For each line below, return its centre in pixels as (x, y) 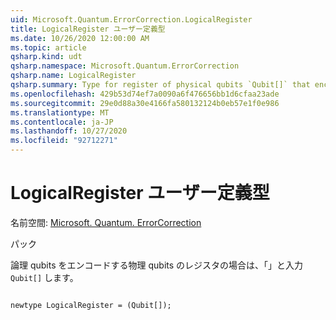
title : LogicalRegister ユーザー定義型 (88, 29)
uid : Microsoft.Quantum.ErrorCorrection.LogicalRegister (131, 19)
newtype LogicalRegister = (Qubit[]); (91, 305)
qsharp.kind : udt (46, 57)
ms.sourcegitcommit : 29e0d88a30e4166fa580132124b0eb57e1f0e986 (145, 103)
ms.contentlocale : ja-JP (62, 122)
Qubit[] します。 (44, 277)
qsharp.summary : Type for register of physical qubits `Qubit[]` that (160, 85)
